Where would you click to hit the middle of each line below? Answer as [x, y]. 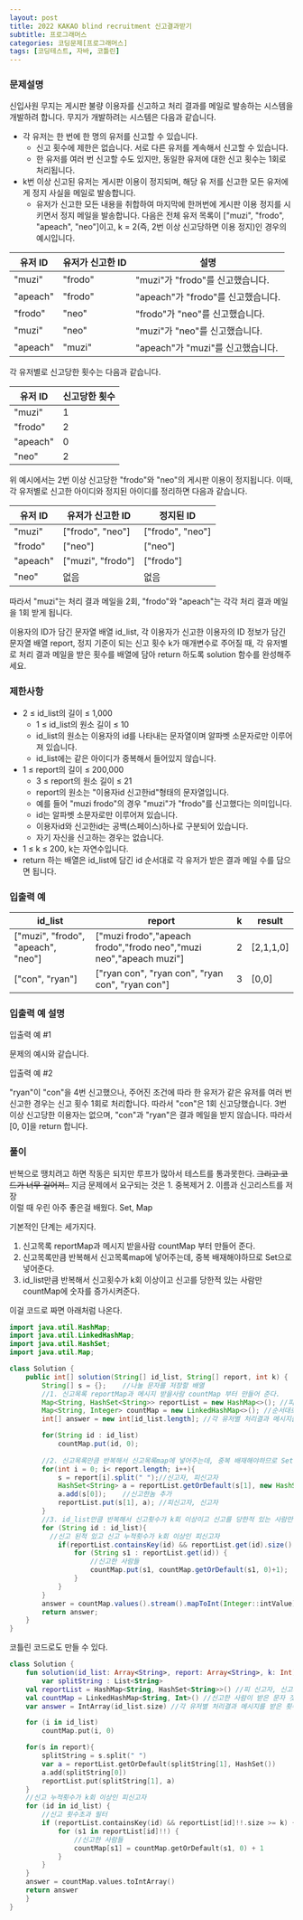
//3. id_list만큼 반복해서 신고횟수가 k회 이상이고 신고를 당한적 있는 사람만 [167, 1520]
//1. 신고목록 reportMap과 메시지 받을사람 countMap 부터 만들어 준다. [161, 1394]
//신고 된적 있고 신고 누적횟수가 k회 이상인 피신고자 [134, 1536]
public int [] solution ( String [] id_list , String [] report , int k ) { [157, 1377]
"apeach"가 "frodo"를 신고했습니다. [208, 297]
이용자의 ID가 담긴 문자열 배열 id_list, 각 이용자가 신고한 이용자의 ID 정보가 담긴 [148, 632]
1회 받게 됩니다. [46, 613]
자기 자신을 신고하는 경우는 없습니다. [100, 837]
